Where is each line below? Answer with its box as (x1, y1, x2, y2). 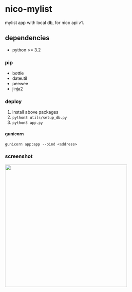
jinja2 (12, 86, 23, 92)
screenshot (5, 153, 33, 160)
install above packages (12, 109, 58, 115)
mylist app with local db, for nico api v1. (5, 20, 84, 25)
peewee (12, 81, 28, 87)
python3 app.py (12, 121, 43, 125)
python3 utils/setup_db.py (12, 115, 67, 121)
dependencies (5, 34, 50, 42)
